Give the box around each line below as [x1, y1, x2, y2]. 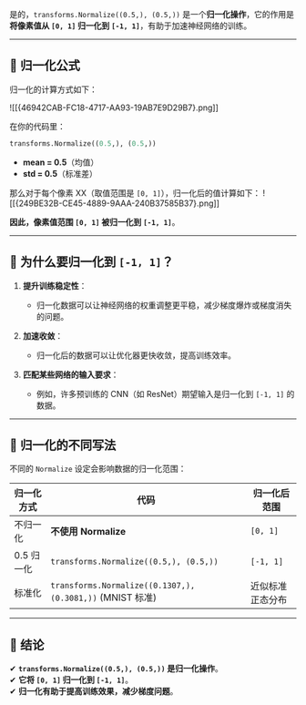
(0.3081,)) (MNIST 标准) [50, 591, 158, 604]
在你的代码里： [9, 120, 66, 131]
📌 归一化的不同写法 [9, 437, 117, 453]
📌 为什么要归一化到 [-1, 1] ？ [9, 254, 174, 270]
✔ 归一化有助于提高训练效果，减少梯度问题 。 [9, 686, 178, 697]
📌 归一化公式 [9, 58, 80, 74]
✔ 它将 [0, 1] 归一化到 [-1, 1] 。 [9, 674, 134, 686]
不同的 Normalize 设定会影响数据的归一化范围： [9, 464, 187, 475]
